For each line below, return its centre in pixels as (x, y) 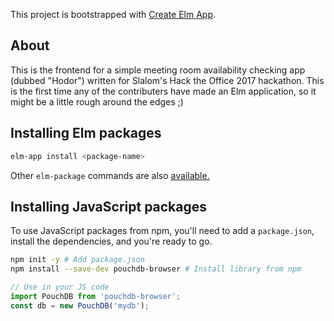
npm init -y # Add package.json (77, 260)
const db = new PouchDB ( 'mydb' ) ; (80, 305)
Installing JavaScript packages (109, 206)
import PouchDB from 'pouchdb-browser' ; (96, 296)
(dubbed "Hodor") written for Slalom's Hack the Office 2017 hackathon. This (167, 80)
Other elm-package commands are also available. (110, 175)
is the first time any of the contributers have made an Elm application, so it (163, 91)
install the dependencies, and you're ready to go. (111, 241)
